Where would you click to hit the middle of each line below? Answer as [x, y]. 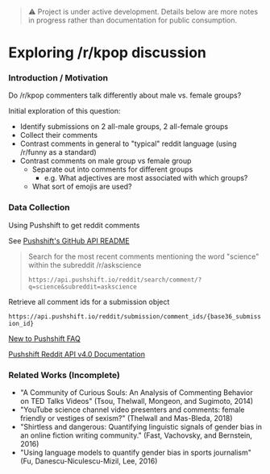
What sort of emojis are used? [82, 187]
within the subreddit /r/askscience [85, 264]
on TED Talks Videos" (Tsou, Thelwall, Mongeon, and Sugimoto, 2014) [137, 401]
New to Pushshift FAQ [44, 339]
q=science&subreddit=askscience [82, 287]
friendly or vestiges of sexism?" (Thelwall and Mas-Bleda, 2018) [126, 418]
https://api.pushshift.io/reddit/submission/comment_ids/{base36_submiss [135, 316]
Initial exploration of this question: [64, 111]
